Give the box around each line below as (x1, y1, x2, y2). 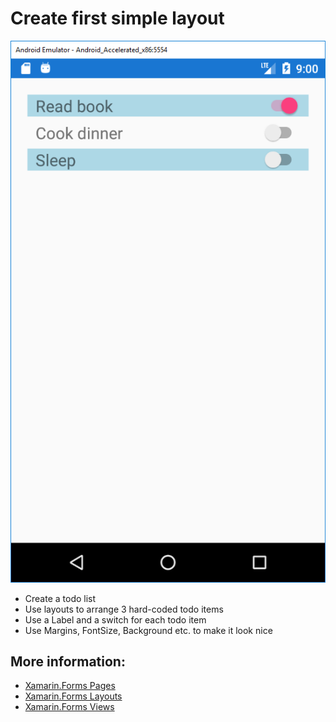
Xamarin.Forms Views (24, 701, 115, 713)
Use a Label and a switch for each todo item (24, 613, 207, 626)
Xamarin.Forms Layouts (24, 690, 123, 702)
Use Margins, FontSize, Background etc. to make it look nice (24, 624, 273, 636)
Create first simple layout (10, 7, 225, 30)
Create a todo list (24, 592, 97, 604)
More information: (10, 653, 126, 670)
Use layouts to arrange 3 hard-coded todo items (24, 603, 224, 615)
